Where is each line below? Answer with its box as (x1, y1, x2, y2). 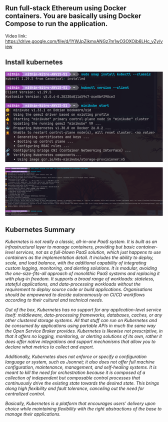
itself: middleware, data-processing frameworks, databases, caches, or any (5, 312, 162, 318)
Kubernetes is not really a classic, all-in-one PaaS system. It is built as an (5, 238, 157, 244)
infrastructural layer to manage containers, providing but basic (5, 244, 135, 250)
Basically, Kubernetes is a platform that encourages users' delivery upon (5, 400, 156, 406)
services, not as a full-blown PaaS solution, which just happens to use (15, 249, 161, 255)
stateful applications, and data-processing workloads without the (5, 281, 141, 287)
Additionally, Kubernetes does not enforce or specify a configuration (5, 353, 147, 359)
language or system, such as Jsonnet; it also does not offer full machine (5, 359, 155, 365)
